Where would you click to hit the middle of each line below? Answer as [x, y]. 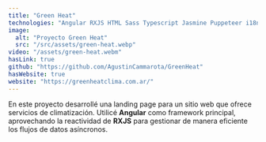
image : [19, 30]
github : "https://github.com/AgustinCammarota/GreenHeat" [106, 67]
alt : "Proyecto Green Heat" [62, 37]
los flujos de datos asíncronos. [58, 129]
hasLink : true [32, 60]
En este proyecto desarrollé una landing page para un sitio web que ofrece [130, 104]
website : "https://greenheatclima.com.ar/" [81, 81]
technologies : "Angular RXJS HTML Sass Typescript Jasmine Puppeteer [125, 23]
